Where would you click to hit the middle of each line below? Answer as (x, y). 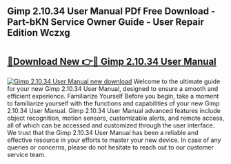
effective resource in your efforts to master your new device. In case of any (114, 140)
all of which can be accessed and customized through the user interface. (111, 125)
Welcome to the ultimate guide (177, 81)
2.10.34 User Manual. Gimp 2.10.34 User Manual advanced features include (114, 111)
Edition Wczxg (39, 33)
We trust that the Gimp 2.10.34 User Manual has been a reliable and (103, 133)
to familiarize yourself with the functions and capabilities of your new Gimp (113, 103)
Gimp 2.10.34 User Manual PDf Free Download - (111, 11)
